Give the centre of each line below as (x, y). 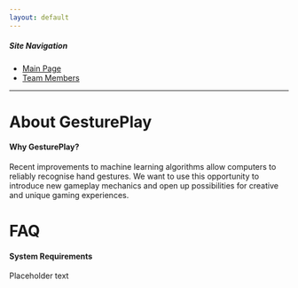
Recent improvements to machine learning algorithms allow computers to (143, 166)
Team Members (51, 77)
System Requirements (51, 256)
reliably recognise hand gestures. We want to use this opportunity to (134, 176)
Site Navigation (39, 46)
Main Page (42, 68)
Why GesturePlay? (44, 147)
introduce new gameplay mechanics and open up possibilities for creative (144, 185)
